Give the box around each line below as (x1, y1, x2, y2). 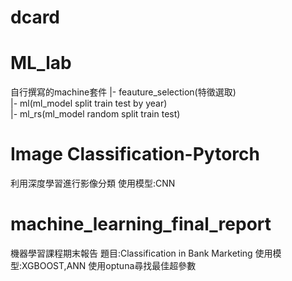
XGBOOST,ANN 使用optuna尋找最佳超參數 (21, 260, 197, 271)
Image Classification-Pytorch (10, 143, 260, 166)
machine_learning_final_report (10, 213, 272, 236)
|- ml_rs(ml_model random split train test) (10, 108, 181, 120)
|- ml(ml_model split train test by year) (10, 97, 168, 110)
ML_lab (10, 52, 72, 75)
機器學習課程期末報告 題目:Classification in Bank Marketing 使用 (10, 247, 273, 259)
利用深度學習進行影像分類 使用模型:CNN (10, 177, 176, 190)
